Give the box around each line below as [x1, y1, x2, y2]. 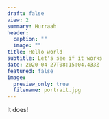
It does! [7, 106, 29, 114]
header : [7, 29, 29, 36]
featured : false [7, 67, 53, 74]
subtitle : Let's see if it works [7, 55, 103, 62]
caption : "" [13, 36, 48, 43]
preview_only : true [13, 80, 69, 87]
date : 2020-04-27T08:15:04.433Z [7, 61, 99, 68]
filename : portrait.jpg [13, 87, 81, 94]
